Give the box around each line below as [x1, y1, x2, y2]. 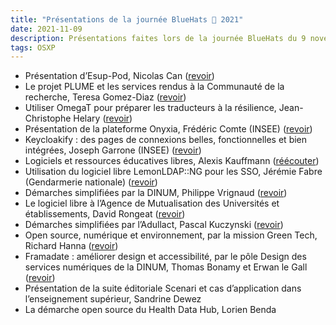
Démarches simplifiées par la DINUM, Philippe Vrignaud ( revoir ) [24, 187, 288, 199]
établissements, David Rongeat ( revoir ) [24, 208, 186, 220]
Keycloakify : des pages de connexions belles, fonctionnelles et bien [24, 134, 308, 146]
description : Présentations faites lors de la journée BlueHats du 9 [10, 33, 307, 43]
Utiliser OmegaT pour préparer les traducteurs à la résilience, [24, 102, 277, 114]
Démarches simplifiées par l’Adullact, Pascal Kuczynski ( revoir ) [24, 219, 284, 231]
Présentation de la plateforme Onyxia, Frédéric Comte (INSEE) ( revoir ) [24, 123, 313, 135]
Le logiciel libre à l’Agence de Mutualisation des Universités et [24, 197, 280, 210]
